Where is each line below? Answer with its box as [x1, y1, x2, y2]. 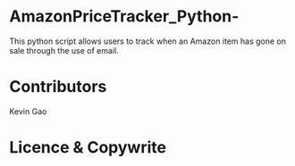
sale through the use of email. [9, 45, 119, 55]
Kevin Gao [9, 105, 47, 117]
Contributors [9, 77, 107, 97]
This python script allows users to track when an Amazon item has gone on [9, 36, 287, 46]
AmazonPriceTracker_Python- [9, 6, 240, 27]
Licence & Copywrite [9, 137, 167, 158]
